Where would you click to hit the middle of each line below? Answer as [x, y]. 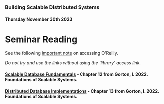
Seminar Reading [41, 39]
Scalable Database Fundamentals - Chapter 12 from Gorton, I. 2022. [77, 74]
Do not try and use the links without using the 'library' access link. [73, 63]
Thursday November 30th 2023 [39, 19]
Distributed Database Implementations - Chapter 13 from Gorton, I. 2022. [82, 91]
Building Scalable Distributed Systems [52, 7]
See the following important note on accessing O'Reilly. [62, 53]
